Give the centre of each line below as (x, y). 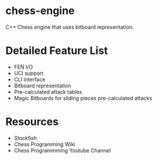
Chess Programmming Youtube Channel (62, 150)
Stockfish (25, 138)
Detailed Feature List (57, 51)
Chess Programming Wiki (44, 144)
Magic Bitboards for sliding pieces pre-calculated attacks (83, 98)
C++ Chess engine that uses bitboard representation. (70, 27)
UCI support (29, 73)
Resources (32, 122)
